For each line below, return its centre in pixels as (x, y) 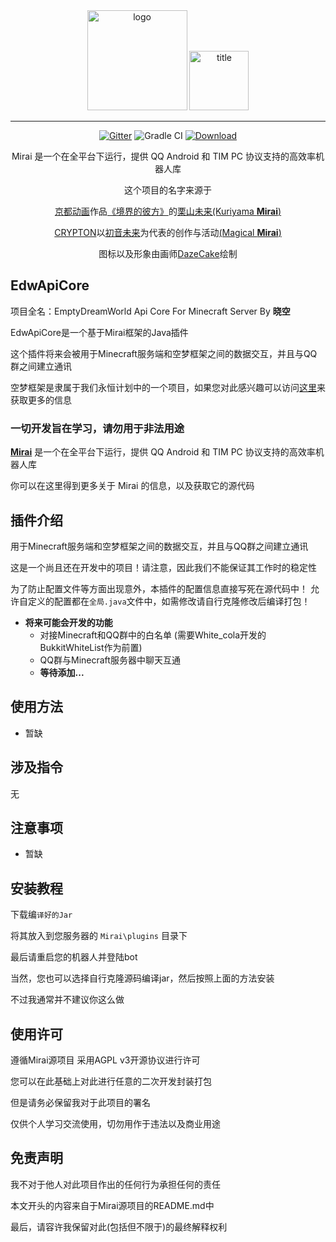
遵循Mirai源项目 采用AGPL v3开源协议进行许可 (105, 1060)
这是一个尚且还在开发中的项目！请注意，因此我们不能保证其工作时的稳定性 (163, 567)
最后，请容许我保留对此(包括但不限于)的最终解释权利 (119, 1226)
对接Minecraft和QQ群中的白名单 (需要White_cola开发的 (153, 635)
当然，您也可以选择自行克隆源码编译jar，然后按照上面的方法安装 (142, 978)
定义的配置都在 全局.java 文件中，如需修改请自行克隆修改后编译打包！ (169, 601)
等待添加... (62, 672)
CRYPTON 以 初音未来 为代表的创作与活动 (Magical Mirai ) (168, 232)
